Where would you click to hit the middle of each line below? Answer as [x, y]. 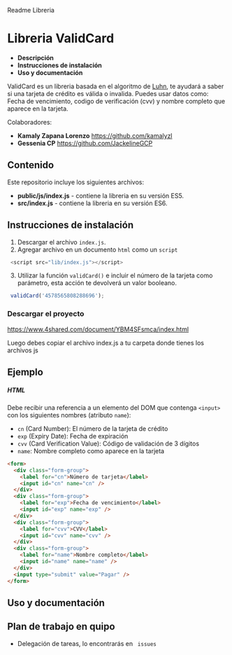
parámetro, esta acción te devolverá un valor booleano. [97, 283]
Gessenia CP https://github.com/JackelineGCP [85, 143]
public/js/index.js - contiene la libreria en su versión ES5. [100, 195]
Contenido [31, 165]
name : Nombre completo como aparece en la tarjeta [91, 450]
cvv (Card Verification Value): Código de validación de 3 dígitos [108, 443]
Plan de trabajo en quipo [61, 627]
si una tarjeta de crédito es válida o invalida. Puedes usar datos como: [108, 93]
